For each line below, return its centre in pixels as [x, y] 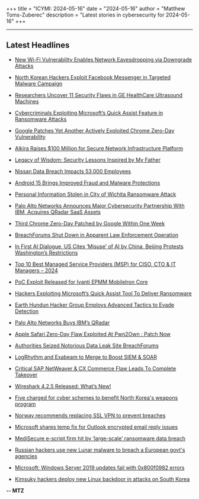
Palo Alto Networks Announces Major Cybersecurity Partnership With [99, 205]
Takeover [26, 375]
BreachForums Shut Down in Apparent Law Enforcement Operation [97, 235]
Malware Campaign [38, 83]
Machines [27, 101]
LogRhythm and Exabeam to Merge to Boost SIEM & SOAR [86, 357]
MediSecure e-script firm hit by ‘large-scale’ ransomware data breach [100, 438]
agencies [26, 456]
